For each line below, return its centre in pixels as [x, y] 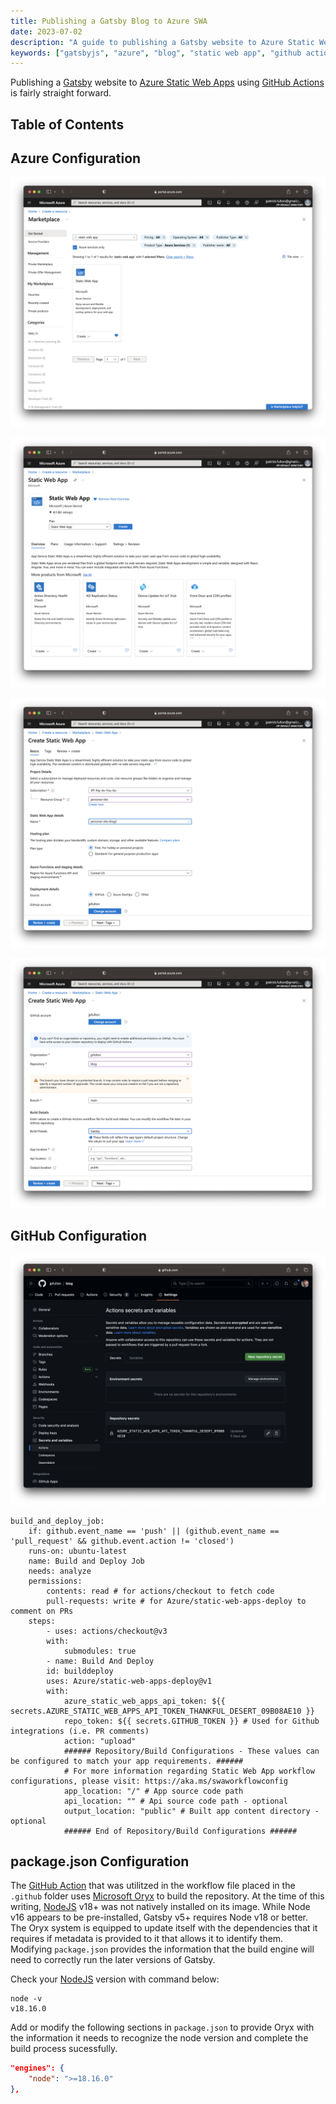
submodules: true [100, 1651]
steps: [42, 1621]
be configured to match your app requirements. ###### [127, 1761]
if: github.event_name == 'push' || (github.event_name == [154, 1531]
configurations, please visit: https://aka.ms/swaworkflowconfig [149, 1781]
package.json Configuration [100, 1861]
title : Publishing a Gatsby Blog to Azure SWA [109, 21]
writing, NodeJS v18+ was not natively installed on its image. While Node [160, 1907]
